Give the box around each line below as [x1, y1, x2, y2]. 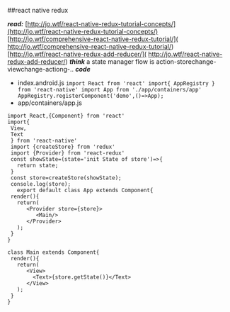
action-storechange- [156, 57, 217, 66]
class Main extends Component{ [7, 249, 100, 256]
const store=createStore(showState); [10, 174, 122, 182]
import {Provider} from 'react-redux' [10, 150, 125, 157]
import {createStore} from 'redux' [10, 143, 115, 150]
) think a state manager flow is [65, 57, 155, 66]
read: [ [7, 20, 28, 28]
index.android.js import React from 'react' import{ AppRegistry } [17, 79, 215, 87]
